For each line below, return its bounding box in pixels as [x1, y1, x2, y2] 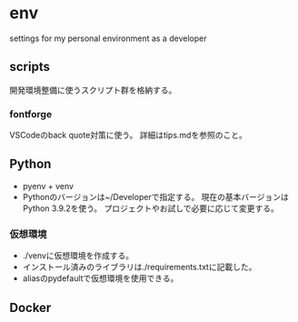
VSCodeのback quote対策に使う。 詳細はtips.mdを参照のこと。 [9, 130, 247, 141]
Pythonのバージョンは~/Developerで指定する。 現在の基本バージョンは [22, 191, 289, 202]
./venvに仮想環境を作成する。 [22, 250, 134, 261]
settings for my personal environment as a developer [9, 33, 207, 44]
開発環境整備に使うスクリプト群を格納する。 [9, 85, 177, 96]
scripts [9, 59, 50, 75]
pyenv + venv [22, 180, 74, 191]
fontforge [9, 107, 53, 120]
